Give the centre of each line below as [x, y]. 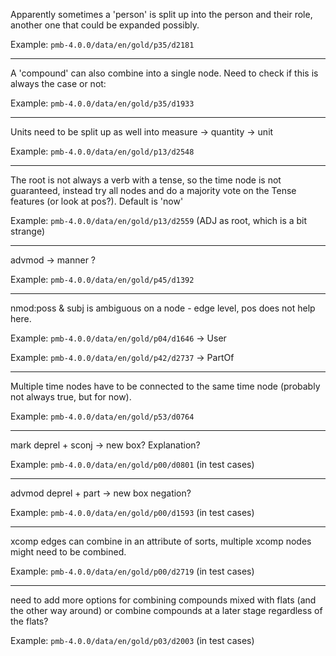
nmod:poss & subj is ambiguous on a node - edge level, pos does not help [163, 308]
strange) [28, 231]
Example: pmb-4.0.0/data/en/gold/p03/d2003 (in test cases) [132, 640]
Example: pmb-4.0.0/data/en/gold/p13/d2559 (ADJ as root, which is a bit [159, 220]
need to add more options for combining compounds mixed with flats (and [163, 600]
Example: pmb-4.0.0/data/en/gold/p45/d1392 [102, 279]
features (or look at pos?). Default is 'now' [97, 201]
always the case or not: [58, 83]
